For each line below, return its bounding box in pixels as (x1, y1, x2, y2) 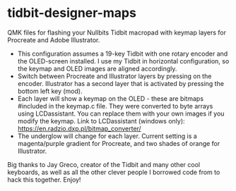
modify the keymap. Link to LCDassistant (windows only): (17, 116, 185, 125)
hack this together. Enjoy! (7, 175, 81, 184)
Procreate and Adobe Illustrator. (7, 35, 100, 44)
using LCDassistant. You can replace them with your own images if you (17, 109, 225, 118)
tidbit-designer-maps (7, 5, 136, 21)
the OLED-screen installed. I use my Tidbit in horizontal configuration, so (17, 56, 230, 65)
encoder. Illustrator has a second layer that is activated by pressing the (17, 79, 225, 87)
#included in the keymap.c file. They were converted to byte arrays (17, 101, 213, 110)
